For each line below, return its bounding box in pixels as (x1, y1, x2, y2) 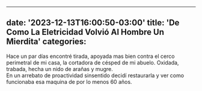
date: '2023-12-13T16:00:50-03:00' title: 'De (6, 17, 180, 28)
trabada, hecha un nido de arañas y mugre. (6, 65, 113, 72)
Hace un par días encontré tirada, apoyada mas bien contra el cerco (6, 52, 175, 60)
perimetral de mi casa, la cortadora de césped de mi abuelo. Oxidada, (6, 58, 179, 66)
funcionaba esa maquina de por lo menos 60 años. (6, 78, 132, 85)
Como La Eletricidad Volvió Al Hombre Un (6, 27, 164, 37)
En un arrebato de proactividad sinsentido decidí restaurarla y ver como (6, 72, 185, 79)
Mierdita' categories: (6, 37, 87, 47)
